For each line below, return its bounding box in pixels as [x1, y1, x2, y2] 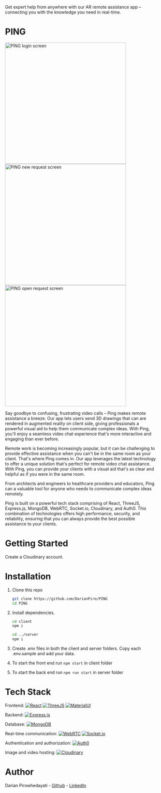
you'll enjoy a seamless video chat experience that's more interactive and [5, 431, 151, 437]
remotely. [5, 491, 24, 497]
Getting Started [5, 538, 69, 549]
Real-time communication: [5, 731, 58, 736]
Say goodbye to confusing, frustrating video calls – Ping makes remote [5, 410, 146, 416]
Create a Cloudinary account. [5, 554, 64, 560]
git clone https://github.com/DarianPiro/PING [12, 596, 108, 601]
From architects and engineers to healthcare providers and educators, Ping [5, 480, 155, 486]
